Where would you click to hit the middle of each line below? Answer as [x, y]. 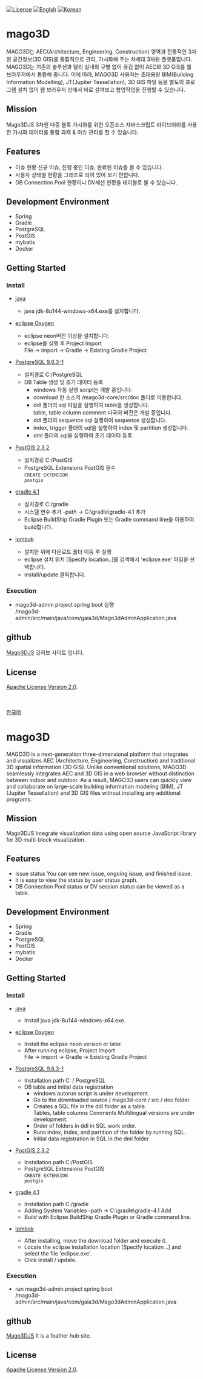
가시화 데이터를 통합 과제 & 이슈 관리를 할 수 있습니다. [75, 132]
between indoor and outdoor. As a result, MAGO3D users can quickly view [99, 780]
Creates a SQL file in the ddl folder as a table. [90, 1106]
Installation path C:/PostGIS [58, 1162]
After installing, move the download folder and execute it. [95, 1241]
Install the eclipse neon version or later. [73, 1044]
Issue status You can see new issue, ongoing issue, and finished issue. [104, 873]
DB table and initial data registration [69, 1087]
